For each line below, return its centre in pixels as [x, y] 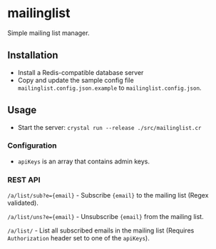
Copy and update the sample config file [76, 80]
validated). [23, 203]
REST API [24, 180]
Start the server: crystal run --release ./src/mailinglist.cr [109, 127]
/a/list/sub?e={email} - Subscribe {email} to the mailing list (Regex [108, 195]
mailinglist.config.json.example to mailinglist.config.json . [109, 88]
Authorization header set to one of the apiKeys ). [78, 238]
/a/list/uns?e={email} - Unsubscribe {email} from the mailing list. [106, 217]
